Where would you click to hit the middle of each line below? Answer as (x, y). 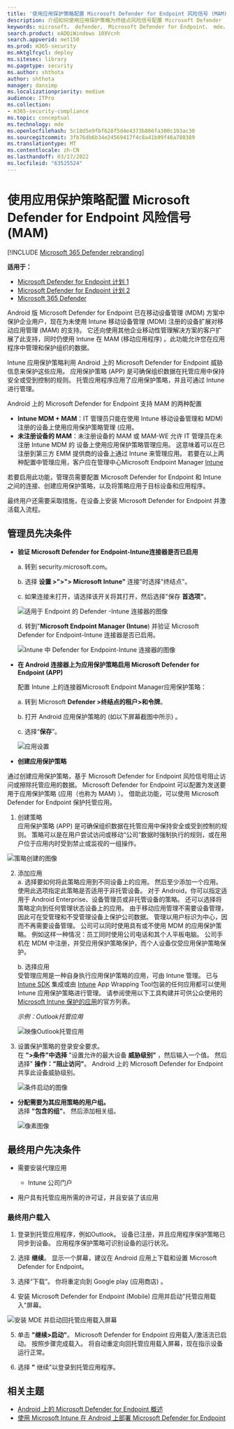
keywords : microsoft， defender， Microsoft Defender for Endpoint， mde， (118, 27)
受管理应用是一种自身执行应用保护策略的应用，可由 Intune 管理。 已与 (118, 975)
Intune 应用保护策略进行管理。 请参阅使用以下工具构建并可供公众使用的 (120, 993)
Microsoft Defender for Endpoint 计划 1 (73, 281)
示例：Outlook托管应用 (50, 1016)
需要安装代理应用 (42, 1168)
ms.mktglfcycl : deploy (40, 53)
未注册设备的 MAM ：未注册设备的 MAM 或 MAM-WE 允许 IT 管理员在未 (119, 436)
